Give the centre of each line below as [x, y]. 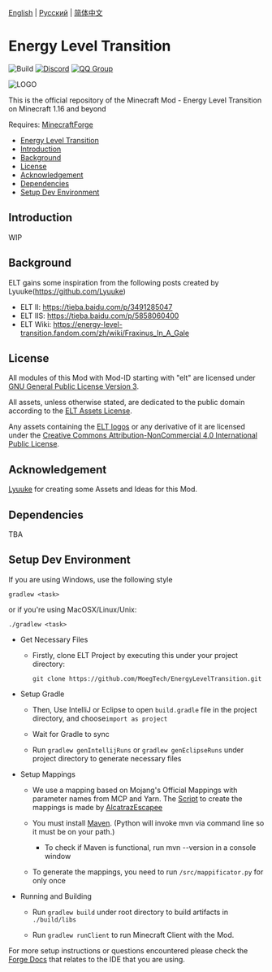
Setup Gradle [42, 694]
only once [49, 880]
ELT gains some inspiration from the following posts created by [114, 282]
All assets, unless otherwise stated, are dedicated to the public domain [127, 403]
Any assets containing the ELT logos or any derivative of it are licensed [127, 427]
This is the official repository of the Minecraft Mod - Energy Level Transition [135, 100]
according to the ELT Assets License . [70, 411]
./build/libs [54, 920]
